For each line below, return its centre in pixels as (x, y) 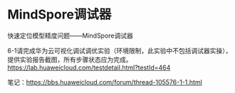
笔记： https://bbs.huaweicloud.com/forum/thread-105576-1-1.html (105, 82)
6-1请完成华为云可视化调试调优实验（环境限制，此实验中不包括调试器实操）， (120, 50)
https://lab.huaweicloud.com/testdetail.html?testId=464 (89, 67)
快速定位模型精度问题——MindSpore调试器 (70, 35)
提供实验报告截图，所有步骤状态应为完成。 (70, 59)
